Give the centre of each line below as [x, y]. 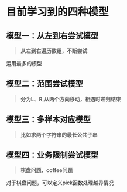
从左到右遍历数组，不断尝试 [54, 51]
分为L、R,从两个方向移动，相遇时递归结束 [71, 99]
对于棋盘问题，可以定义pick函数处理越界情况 [60, 183]
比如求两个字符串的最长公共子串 [59, 135]
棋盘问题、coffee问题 [47, 170]
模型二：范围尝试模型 [44, 84]
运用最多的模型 [24, 63]
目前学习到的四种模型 [58, 12]
